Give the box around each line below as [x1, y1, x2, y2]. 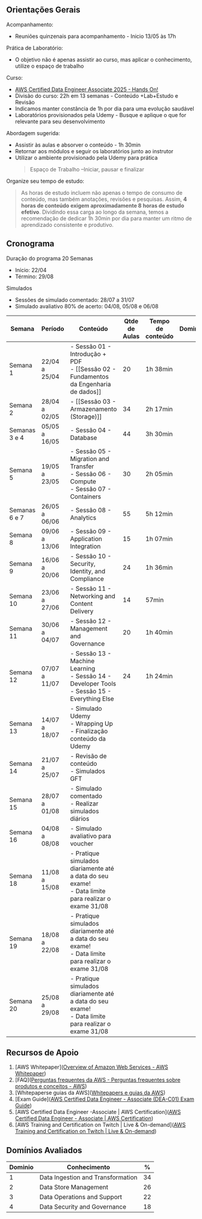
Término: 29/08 [14, 273, 54, 280]
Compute [70, 477, 96, 485]
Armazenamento [70, 404, 117, 413]
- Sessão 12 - [70, 617, 112, 625]
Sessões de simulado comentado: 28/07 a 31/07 [14, 296, 135, 304]
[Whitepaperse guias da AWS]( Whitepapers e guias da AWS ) [14, 1089, 166, 1096]
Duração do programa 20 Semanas [6, 255, 93, 262]
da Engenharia [70, 380, 111, 388]
